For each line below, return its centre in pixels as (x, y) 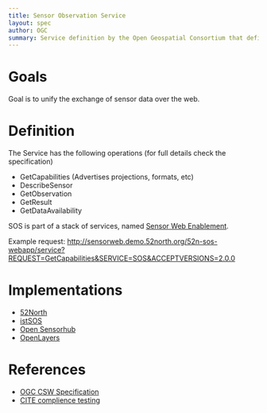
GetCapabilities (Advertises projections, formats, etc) (107, 177)
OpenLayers (40, 338)
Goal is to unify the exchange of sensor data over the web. (104, 99)
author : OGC (28, 30)
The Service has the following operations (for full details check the (117, 153)
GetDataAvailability (50, 210)
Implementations (66, 290)
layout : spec (30, 23)
